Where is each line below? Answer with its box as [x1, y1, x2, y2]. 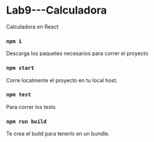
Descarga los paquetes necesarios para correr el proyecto [6, 50, 149, 57]
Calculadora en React [6, 23, 59, 30]
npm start [6, 64, 34, 72]
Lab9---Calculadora [6, 4, 107, 17]
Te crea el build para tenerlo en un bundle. [6, 130, 110, 137]
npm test [6, 91, 31, 98]
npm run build [6, 118, 47, 125]
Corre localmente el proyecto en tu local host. [6, 76, 118, 83]
